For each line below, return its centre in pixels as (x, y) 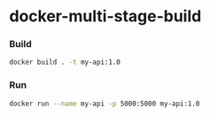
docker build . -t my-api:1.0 (65, 62)
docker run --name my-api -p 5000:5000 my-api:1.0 (105, 104)
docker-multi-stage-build (105, 16)
